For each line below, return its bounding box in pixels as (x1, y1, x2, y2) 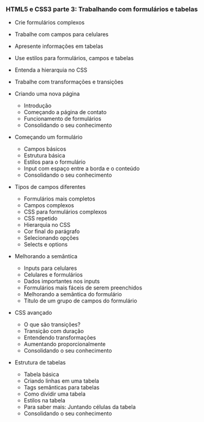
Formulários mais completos (23, 195, 96, 202)
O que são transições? (23, 321, 81, 328)
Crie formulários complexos (14, 19, 85, 26)
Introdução (23, 102, 51, 109)
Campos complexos (23, 202, 74, 209)
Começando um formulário (14, 134, 83, 141)
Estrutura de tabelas (14, 359, 66, 366)
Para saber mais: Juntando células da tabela (23, 404, 136, 411)
